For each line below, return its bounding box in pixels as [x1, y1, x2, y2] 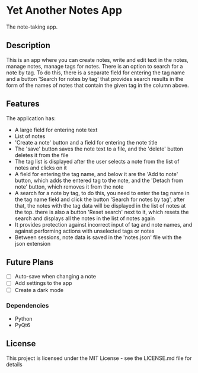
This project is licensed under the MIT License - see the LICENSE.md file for [6, 355, 192, 362]
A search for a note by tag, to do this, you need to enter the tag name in [14, 189, 190, 196]
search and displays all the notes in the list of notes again [14, 215, 155, 222]
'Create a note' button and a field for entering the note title [14, 139, 158, 146]
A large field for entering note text [14, 126, 98, 133]
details [6, 361, 23, 368]
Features [6, 99, 40, 109]
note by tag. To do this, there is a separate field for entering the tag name [6, 69, 185, 76]
